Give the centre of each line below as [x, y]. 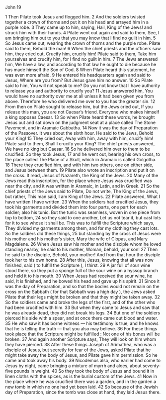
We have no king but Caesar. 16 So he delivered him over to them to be [78, 149]
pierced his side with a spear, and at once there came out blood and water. [82, 318]
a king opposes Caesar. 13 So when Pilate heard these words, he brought [80, 117]
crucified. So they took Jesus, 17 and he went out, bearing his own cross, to [83, 154]
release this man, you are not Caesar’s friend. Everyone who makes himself [82, 112]
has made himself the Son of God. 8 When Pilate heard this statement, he [80, 70]
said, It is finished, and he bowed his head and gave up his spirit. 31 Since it [83, 281]
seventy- [152, 366]
